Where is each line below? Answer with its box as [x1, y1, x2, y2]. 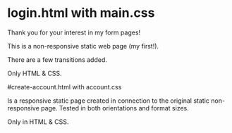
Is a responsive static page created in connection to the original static [7, 96, 210, 105]
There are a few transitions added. [7, 55, 107, 64]
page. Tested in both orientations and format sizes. [41, 103, 189, 112]
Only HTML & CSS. [7, 69, 62, 77]
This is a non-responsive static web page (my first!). [7, 42, 159, 50]
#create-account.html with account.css [7, 82, 122, 91]
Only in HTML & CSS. [7, 118, 69, 126]
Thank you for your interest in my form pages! [7, 28, 141, 37]
